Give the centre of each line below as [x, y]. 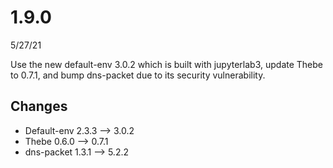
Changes [39, 106]
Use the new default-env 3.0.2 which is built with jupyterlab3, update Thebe [167, 64]
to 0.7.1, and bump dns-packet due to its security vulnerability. [138, 75]
